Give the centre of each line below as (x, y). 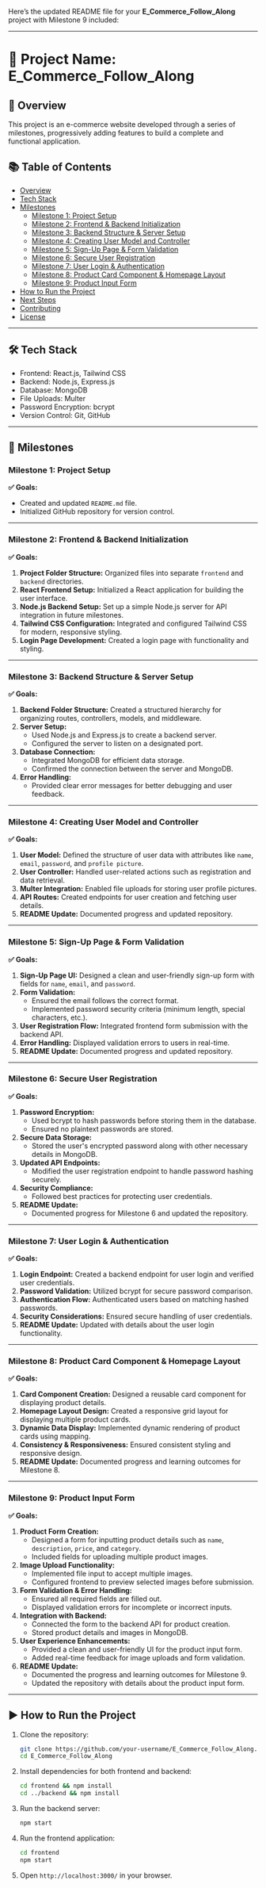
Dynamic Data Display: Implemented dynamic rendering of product (130, 1428)
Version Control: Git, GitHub (65, 415)
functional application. (45, 141)
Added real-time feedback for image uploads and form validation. (138, 1657)
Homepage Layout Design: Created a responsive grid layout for (124, 1411)
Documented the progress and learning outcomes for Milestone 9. (139, 1674)
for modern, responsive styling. (71, 632)
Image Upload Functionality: (67, 1564)
